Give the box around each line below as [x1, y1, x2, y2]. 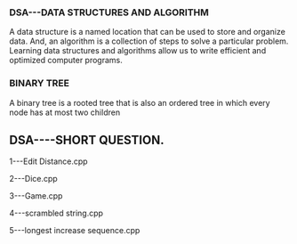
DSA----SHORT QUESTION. [9, 132, 165, 148]
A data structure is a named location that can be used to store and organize [9, 27, 286, 37]
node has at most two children [9, 107, 121, 118]
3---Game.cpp [9, 191, 63, 201]
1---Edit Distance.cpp [9, 156, 88, 167]
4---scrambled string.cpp [9, 207, 104, 219]
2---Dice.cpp [9, 174, 58, 184]
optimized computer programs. [9, 55, 123, 66]
